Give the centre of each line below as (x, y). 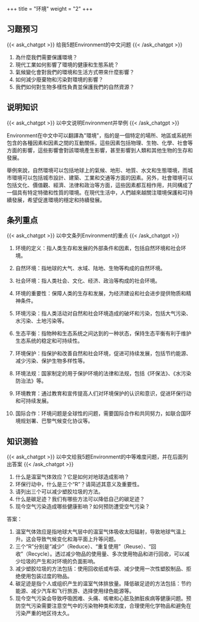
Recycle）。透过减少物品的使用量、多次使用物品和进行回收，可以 (106, 554)
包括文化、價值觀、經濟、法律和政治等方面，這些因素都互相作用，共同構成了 (100, 185)
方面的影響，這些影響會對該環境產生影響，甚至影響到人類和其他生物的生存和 (100, 150)
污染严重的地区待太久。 (44, 613)
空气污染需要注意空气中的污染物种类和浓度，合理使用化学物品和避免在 (106, 606)
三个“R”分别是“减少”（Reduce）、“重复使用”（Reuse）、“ (83, 547)
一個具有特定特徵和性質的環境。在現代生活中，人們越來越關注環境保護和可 (97, 192)
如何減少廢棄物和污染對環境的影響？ (59, 79)
